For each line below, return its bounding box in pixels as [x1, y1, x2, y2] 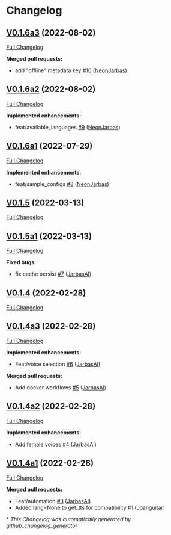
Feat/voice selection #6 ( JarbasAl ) [14, 360, 101, 368]
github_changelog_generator [6, 522, 78, 529]
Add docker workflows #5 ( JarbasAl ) [14, 383, 107, 391]
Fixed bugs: [6, 259, 37, 266]
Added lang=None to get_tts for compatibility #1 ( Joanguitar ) [14, 504, 166, 511]
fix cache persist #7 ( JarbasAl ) [14, 270, 92, 277]
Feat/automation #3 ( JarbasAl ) [14, 497, 91, 504]
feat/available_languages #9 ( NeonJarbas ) [14, 123, 121, 131]
